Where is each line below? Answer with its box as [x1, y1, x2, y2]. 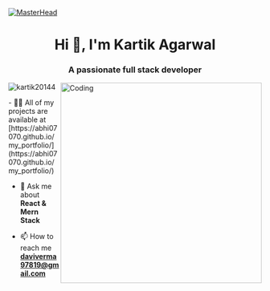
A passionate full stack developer [67, 64, 202, 75]
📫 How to [19, 232, 54, 241]
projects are [8, 107, 48, 116]
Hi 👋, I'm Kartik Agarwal [54, 36, 216, 54]
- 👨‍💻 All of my [8, 98, 55, 107]
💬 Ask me [19, 181, 52, 192]
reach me [19, 243, 52, 253]
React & [19, 199, 47, 208]
